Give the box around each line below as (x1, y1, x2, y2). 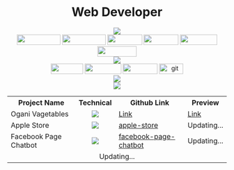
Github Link (130, 98, 169, 108)
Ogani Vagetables (10, 109, 69, 119)
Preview (191, 98, 219, 108)
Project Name (18, 98, 65, 108)
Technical (79, 98, 112, 108)
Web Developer (71, 4, 163, 20)
